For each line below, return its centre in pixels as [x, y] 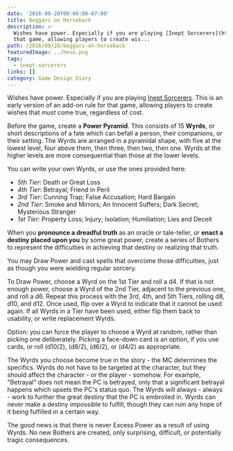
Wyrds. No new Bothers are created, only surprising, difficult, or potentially [114, 433]
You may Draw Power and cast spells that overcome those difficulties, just [113, 261]
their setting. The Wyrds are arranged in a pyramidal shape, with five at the [114, 141]
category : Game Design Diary [49, 78]
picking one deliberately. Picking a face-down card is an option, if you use [113, 339]
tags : [15, 59]
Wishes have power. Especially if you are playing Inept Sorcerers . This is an [115, 98]
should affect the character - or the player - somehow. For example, [104, 375]
